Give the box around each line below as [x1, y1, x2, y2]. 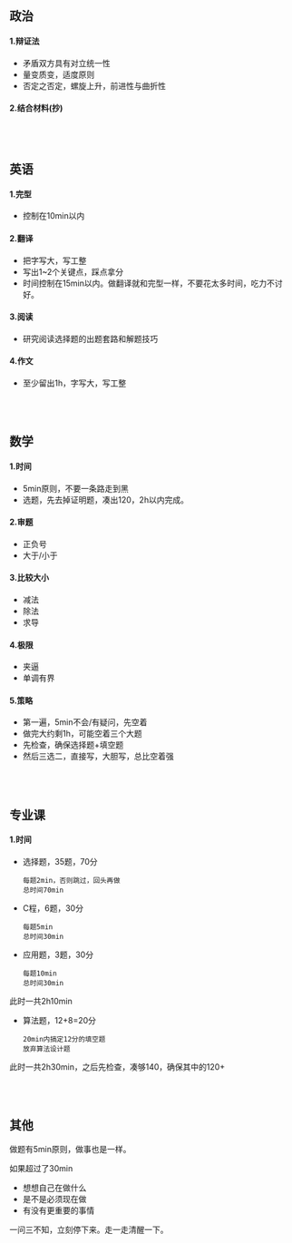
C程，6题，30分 [22, 903, 84, 914]
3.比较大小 [9, 573, 50, 583]
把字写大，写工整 [22, 255, 87, 266]
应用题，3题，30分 [22, 949, 93, 960]
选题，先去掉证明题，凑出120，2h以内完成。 [22, 494, 189, 505]
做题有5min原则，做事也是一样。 [9, 1143, 131, 1154]
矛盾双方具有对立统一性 [22, 57, 111, 68]
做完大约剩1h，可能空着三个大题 [22, 729, 142, 739]
